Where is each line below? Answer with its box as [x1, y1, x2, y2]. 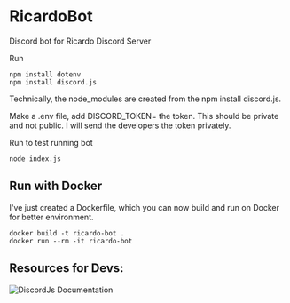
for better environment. [9, 211, 95, 222]
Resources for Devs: [9, 260, 124, 276]
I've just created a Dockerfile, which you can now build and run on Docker [9, 202, 279, 212]
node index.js [9, 154, 62, 163]
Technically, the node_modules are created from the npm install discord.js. [9, 93, 282, 104]
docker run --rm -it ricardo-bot [9, 236, 133, 245]
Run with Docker [9, 179, 103, 194]
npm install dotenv [9, 69, 82, 79]
